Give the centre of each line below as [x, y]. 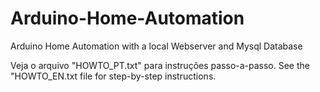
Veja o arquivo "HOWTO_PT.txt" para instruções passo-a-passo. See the [160, 65]
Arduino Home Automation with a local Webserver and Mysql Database [156, 46]
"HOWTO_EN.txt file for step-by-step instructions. [113, 76]
